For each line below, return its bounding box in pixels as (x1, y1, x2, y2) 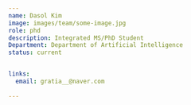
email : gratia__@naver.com (15, 77, 105, 85)
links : (8, 70, 30, 78)
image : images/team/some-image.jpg (8, 19, 127, 27)
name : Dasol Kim (8, 11, 62, 20)
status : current (8, 49, 62, 56)
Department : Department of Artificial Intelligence (8, 41, 183, 49)
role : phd (8, 26, 41, 34)
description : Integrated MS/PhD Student (8, 33, 145, 42)
